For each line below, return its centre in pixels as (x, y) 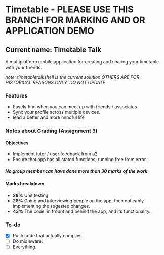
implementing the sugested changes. (51, 206)
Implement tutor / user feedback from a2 (55, 154)
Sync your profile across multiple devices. (56, 112)
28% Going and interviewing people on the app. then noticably (78, 201)
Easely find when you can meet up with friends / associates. (75, 107)
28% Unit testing (30, 195)
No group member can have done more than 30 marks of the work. (77, 171)
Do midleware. (28, 241)
